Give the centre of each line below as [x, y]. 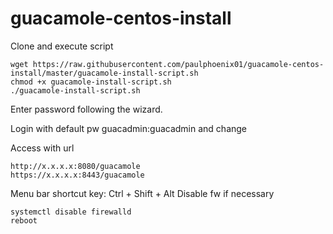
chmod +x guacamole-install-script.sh [91, 82]
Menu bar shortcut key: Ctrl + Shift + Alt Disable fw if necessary [142, 193]
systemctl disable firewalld [71, 212]
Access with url [42, 148]
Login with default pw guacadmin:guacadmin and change [129, 128]
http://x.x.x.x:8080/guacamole [75, 166]
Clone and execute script [62, 46]
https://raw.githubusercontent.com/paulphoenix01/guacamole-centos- [178, 64]
